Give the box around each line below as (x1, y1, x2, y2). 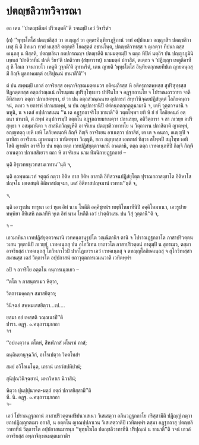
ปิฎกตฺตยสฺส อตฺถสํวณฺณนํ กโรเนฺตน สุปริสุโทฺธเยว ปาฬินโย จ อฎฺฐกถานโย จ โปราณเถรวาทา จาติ (6, 88, 191, 95)
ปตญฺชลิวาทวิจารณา (6, 4, 81, 18)
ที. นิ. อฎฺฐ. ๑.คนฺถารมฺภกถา (6, 393, 60, 400)
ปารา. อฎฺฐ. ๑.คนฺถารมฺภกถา (6, 320, 60, 327)
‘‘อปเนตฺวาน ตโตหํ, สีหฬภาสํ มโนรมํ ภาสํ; (6, 339, 87, 346)
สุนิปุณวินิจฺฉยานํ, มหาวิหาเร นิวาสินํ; (6, 375, 77, 382)
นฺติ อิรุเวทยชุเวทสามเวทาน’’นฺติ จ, (6, 160, 72, 168)
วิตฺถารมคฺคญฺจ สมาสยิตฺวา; (6, 289, 56, 296)
